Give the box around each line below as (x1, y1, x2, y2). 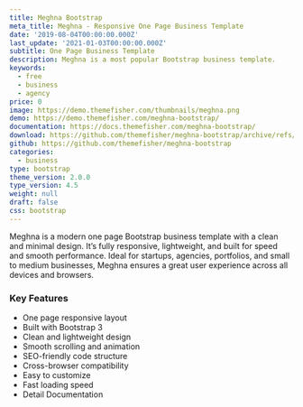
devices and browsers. (9, 269, 95, 280)
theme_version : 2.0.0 (9, 172, 91, 181)
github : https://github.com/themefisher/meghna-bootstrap (9, 139, 232, 148)
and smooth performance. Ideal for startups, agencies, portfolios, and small (9, 250, 290, 261)
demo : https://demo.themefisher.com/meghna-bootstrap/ (9, 114, 220, 123)
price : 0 (9, 97, 42, 106)
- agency (17, 88, 50, 97)
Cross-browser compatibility (22, 360, 129, 371)
